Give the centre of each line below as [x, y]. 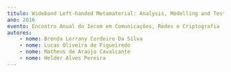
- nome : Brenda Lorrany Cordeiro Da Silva [81, 39]
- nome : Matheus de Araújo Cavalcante [75, 52]
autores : [20, 33]
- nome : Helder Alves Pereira [63, 58]
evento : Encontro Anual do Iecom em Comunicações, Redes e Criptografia [113, 26]
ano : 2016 [21, 20]
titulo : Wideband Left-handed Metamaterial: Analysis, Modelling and [109, 13]
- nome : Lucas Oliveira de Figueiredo [75, 45]
